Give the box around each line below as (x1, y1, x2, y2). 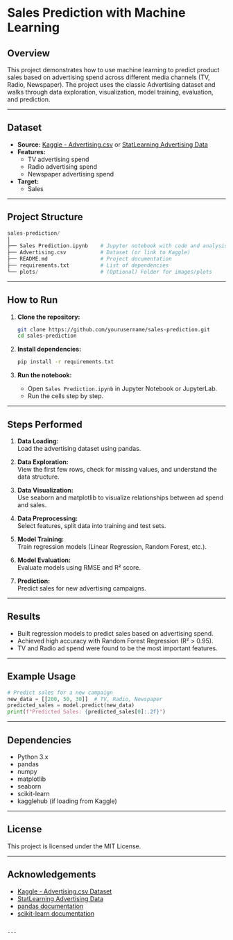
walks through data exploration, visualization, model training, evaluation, (7, 88, 214, 96)
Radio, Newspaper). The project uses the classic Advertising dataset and (7, 81, 216, 88)
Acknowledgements (7, 868, 96, 880)
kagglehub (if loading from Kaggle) (17, 797, 118, 805)
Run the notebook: (17, 371, 72, 379)
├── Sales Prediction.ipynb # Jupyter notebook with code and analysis (7, 242, 228, 249)
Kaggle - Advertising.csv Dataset (17, 887, 112, 896)
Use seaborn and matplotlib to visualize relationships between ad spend (17, 493, 224, 502)
